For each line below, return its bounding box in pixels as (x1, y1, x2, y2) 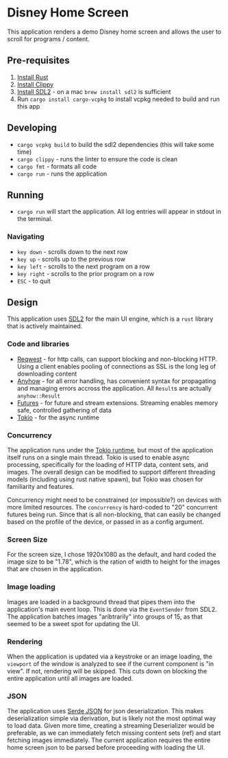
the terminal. (16, 215, 53, 223)
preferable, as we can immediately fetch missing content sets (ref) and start (7, 729, 221, 737)
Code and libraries (7, 339, 70, 349)
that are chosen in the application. (7, 565, 103, 573)
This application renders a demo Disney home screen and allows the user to (7, 27, 222, 36)
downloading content (16, 369, 77, 378)
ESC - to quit (16, 277, 51, 285)
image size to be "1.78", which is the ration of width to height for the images (7, 558, 220, 566)
